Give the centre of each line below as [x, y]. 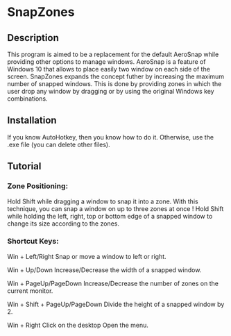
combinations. [27, 99]
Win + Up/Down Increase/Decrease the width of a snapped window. [104, 270]
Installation [32, 120]
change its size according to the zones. [63, 224]
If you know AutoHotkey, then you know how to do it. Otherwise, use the [110, 137]
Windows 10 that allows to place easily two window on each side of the [109, 69]
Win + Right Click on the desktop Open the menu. [78, 325]
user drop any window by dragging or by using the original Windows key [111, 91]
